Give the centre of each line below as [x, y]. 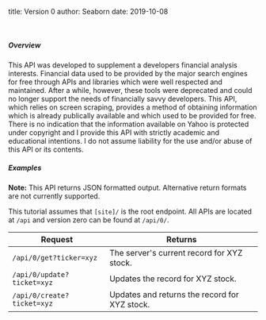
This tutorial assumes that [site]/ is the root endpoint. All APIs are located [130, 211]
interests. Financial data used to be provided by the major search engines [128, 73]
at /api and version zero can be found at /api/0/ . [89, 220]
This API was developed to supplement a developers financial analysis [123, 65]
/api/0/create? [41, 295]
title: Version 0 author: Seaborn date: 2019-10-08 [88, 12]
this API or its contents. [46, 149]
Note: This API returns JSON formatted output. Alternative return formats [127, 187]
